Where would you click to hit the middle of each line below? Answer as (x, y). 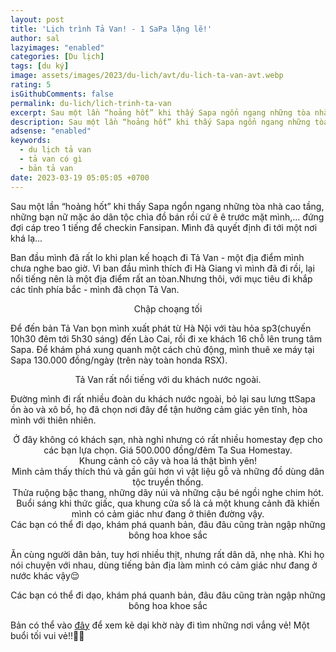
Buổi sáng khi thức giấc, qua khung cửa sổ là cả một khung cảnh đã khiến (168, 503)
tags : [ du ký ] (40, 66)
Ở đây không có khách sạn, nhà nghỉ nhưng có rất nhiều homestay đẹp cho (168, 439)
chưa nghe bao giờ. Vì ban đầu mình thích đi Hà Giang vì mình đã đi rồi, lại (162, 268)
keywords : (31, 141)
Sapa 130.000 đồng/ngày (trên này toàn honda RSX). (119, 360)
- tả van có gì (51, 159)
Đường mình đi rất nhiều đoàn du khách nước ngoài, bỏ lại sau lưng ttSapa (163, 398)
